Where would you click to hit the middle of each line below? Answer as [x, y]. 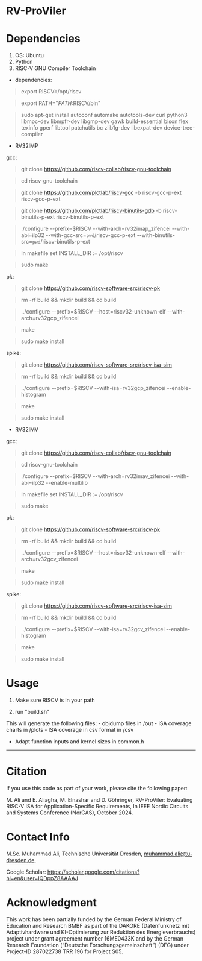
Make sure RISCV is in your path [55, 700]
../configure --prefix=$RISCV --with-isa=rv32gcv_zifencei [93, 629]
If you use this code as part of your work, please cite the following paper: [97, 788]
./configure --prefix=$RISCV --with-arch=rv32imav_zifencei [95, 476]
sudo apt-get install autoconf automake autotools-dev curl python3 [104, 115]
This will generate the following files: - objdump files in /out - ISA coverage [99, 723]
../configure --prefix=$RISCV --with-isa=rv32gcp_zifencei [93, 388]
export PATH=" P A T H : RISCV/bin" [61, 103]
